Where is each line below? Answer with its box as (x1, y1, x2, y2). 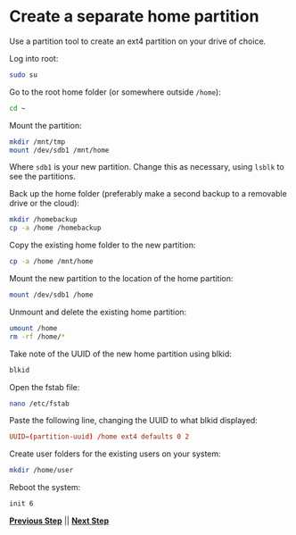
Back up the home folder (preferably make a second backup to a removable (9, 188, 287, 199)
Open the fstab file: (9, 381, 80, 392)
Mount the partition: (9, 120, 82, 130)
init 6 (9, 499, 34, 508)
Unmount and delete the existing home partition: (9, 306, 187, 317)
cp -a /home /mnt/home (9, 257, 94, 266)
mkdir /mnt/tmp (9, 137, 66, 146)
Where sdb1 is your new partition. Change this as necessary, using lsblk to (9, 162, 284, 172)
